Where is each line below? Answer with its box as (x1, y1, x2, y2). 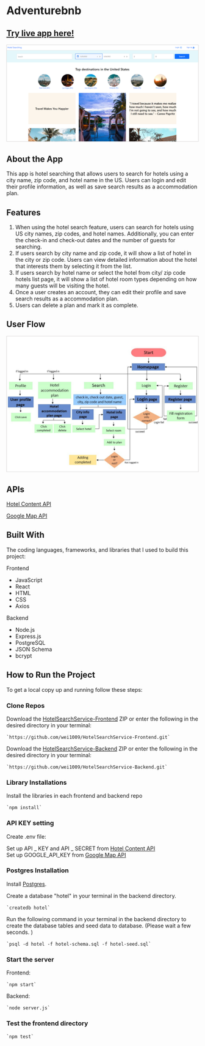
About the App (6, 154, 63, 164)
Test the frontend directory (6, 1019, 88, 1028)
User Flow (6, 319, 46, 330)
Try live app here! (6, 28, 74, 39)
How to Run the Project (6, 670, 96, 680)
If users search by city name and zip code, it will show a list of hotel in (15, 250, 192, 257)
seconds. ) (6, 928, 34, 936)
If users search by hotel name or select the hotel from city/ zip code (15, 269, 186, 276)
